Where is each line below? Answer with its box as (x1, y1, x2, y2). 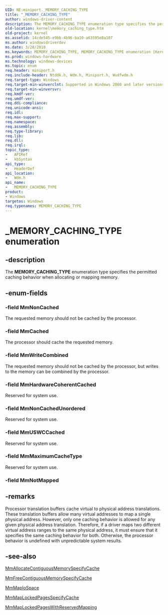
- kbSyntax (5, 157, 32, 162)
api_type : (5, 161, 26, 166)
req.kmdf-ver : (5, 91, 35, 96)
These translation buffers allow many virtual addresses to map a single (5, 511, 151, 517)
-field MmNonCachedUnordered (5, 405, 86, 412)
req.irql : (5, 143, 26, 148)
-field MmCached (5, 327, 49, 334)
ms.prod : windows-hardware (5, 54, 61, 59)
